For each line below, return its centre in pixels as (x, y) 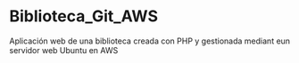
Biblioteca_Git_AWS (84, 16)
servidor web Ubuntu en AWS (64, 50)
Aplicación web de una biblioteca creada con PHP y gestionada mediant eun (150, 41)
